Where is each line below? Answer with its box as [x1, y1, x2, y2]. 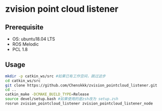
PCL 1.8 [12, 47, 28, 52]
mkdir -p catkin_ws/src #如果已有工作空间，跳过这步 [5, 74, 106, 79]
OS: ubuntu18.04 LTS [12, 36, 55, 42]
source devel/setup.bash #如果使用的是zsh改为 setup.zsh [5, 97, 119, 102]
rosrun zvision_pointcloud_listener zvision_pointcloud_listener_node [5, 101, 153, 106]
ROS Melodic [12, 41, 39, 47]
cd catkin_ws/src [5, 78, 41, 83]
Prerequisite [5, 23, 44, 31]
